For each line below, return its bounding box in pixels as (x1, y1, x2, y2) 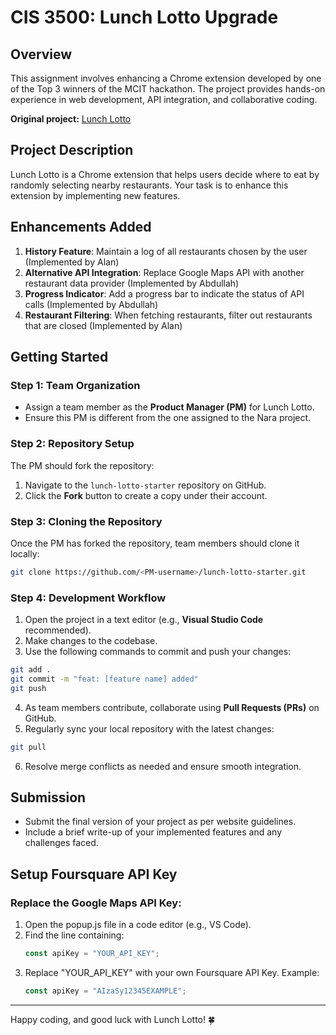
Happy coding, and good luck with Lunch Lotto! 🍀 (10, 1013, 216, 1025)
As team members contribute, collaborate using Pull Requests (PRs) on (24, 701, 320, 713)
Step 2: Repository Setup (10, 437, 135, 451)
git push (10, 683, 47, 693)
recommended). (24, 624, 92, 636)
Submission (10, 789, 87, 806)
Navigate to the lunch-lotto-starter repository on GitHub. (24, 479, 267, 491)
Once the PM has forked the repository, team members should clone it (10, 537, 300, 549)
